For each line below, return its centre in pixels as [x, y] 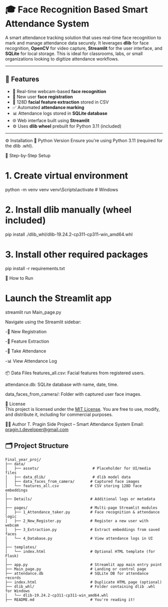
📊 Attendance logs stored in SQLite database [60, 113]
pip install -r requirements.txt [35, 268]
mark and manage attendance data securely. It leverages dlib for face [77, 43]
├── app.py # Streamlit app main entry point [84, 565]
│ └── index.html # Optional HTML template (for [80, 552]
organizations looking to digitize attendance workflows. [62, 59]
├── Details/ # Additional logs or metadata [80, 499]
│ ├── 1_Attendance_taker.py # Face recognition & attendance [82, 512]
